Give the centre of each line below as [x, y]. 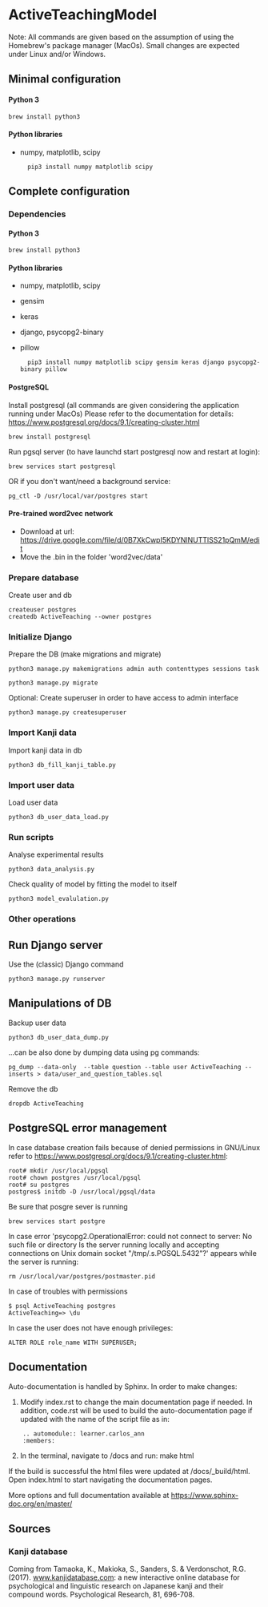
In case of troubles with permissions [68, 1291]
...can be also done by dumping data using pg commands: [104, 1052]
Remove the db [33, 1088]
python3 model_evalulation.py [59, 899]
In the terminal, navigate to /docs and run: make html [107, 1456]
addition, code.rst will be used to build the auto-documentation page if [136, 1410]
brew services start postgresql [62, 466]
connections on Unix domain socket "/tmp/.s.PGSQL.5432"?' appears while [133, 1253]
